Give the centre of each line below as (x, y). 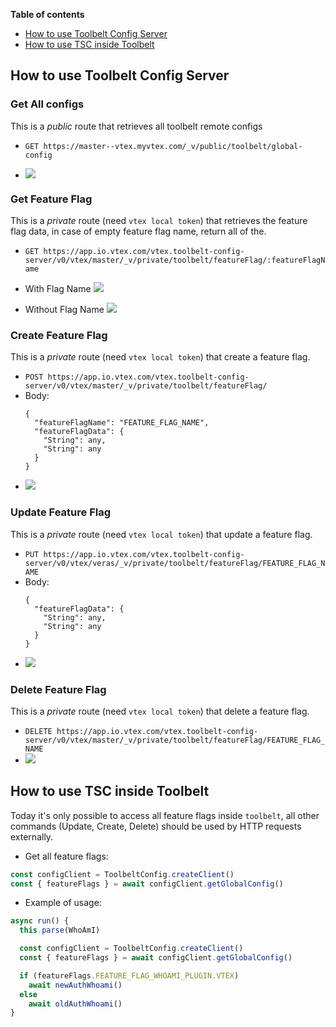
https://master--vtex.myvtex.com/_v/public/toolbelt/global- (173, 146)
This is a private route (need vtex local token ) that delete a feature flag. (160, 711)
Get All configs (47, 104)
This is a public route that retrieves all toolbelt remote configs (136, 126)
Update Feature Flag (61, 512)
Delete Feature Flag (58, 689)
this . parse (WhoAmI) (60, 930)
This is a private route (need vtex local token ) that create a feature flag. (160, 357)
